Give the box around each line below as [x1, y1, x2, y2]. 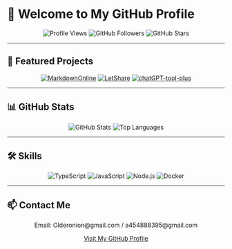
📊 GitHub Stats [7, 101, 75, 113]
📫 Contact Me [7, 199, 71, 211]
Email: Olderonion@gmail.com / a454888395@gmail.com [34, 221, 198, 230]
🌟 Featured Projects [7, 55, 94, 68]
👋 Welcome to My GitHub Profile [7, 6, 195, 22]
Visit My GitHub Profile [84, 235, 148, 243]
